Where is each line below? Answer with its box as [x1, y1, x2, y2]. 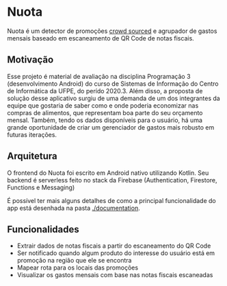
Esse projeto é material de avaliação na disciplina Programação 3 [7, 72, 191, 80]
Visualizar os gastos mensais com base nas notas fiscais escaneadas [16, 271, 213, 279]
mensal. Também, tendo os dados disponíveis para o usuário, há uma [7, 116, 203, 124]
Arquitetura [7, 150, 57, 162]
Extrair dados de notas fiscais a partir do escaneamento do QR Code [16, 241, 211, 250]
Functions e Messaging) [7, 183, 75, 191]
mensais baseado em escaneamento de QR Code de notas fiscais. [7, 34, 195, 42]
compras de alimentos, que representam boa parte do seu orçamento [7, 108, 203, 117]
